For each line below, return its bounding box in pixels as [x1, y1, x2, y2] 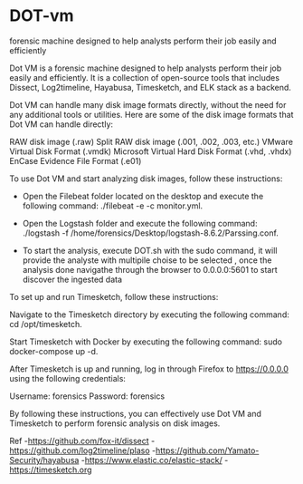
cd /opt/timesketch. [9, 318, 83, 329]
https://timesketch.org [9, 464, 92, 475]
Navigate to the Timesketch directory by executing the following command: [9, 309, 289, 320]
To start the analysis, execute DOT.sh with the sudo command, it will [22, 245, 278, 256]
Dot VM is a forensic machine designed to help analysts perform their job [9, 63, 282, 73]
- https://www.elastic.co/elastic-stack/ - [80, 454, 229, 465]
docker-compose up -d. [9, 345, 99, 356]
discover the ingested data [22, 274, 123, 285]
